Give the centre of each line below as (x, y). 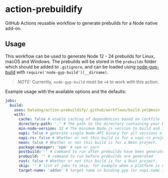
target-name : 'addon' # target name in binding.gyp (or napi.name (89, 170)
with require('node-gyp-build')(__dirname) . (62, 72)
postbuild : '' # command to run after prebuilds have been (81, 152)
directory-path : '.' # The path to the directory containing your (89, 124)
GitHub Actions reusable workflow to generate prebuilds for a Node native (81, 23)
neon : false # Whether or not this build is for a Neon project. (88, 142)
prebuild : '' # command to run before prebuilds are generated (86, 156)
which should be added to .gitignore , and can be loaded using (70, 66)
